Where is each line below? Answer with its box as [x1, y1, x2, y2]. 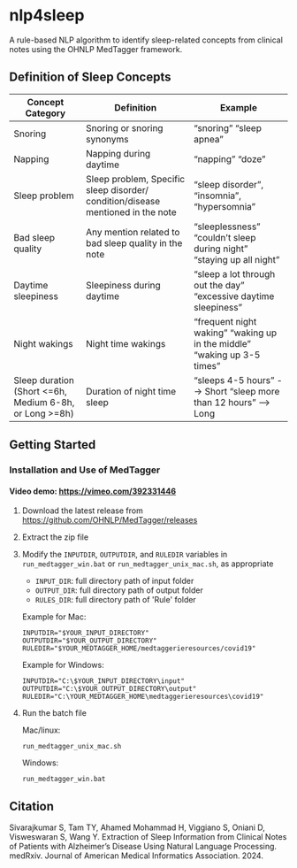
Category [25, 107, 66, 119]
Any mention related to [85, 226, 180, 238]
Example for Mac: [21, 611, 87, 622]
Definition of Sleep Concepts [9, 70, 171, 85]
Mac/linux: [21, 725, 61, 735]
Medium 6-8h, [13, 396, 75, 408]
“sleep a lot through [194, 267, 276, 280]
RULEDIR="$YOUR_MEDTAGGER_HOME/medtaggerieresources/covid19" [21, 644, 256, 653]
